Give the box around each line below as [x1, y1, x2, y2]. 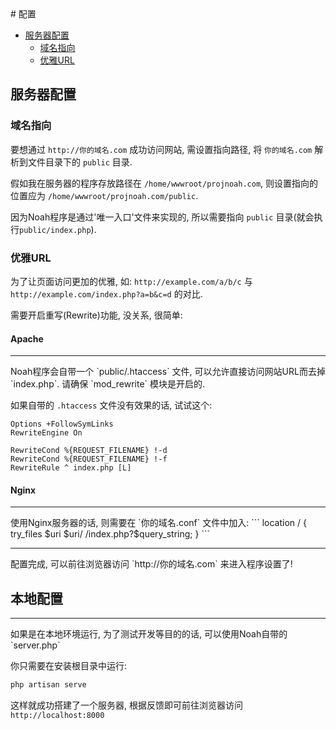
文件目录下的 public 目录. [27, 156, 133, 168]
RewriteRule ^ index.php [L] [10, 463, 132, 473]
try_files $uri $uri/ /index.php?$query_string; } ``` [10, 528, 210, 540]
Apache [10, 332, 44, 345]
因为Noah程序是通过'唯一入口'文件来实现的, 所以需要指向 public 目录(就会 [10, 211, 315, 223]
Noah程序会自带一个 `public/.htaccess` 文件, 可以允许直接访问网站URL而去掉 [10, 366, 326, 378]
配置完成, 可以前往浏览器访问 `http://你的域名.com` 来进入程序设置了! [10, 558, 293, 570]
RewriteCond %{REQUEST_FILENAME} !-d [10, 446, 168, 456]
